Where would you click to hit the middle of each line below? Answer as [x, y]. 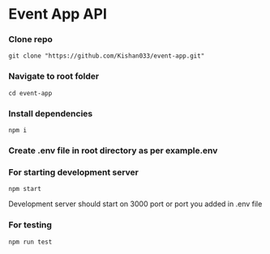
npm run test [30, 242]
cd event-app [30, 93]
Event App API [58, 14]
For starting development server [74, 172]
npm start [25, 189]
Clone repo [30, 40]
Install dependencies [51, 113]
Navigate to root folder [54, 76]
